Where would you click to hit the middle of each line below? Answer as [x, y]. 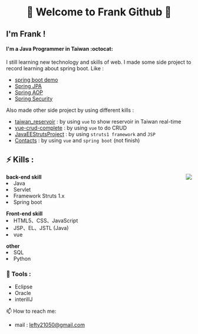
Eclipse [24, 287]
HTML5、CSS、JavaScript [46, 220]
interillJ [24, 299]
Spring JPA [28, 86]
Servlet [22, 189]
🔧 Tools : [19, 274]
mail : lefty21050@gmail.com [50, 325]
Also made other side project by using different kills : [70, 110]
